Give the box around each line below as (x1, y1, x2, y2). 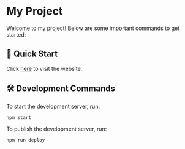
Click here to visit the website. (6, 65, 83, 72)
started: (6, 31, 26, 38)
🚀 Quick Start (6, 49, 58, 59)
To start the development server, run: (6, 103, 100, 110)
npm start (6, 114, 32, 120)
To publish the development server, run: (6, 125, 107, 133)
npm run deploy (6, 137, 45, 143)
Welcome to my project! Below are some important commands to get (6, 24, 179, 32)
